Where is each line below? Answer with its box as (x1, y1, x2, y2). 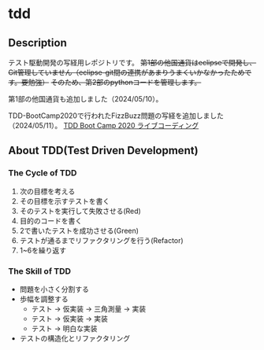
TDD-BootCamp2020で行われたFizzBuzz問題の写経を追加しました (8, 111, 225, 120)
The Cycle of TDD (8, 168, 77, 179)
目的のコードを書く (19, 216, 83, 225)
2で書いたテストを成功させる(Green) (19, 226, 139, 235)
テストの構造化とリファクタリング (19, 333, 131, 343)
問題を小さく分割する (19, 284, 89, 293)
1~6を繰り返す (19, 245, 67, 255)
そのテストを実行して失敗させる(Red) (19, 206, 142, 216)
